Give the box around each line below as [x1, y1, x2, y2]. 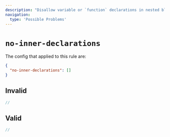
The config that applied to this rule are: [5, 54, 87, 60]
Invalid [5, 86, 27, 95]
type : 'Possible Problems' [10, 17, 67, 22]
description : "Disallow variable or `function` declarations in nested [5, 7, 159, 13]
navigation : [5, 12, 30, 17]
